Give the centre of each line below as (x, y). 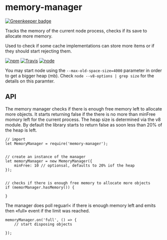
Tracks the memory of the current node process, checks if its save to (76, 30)
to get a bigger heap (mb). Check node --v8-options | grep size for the (80, 75)
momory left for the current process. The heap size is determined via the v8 (83, 119)
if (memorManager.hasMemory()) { (40, 187)
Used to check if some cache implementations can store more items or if (80, 45)
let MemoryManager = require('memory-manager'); (57, 143)
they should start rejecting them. (39, 51)
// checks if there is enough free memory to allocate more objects (78, 183)
